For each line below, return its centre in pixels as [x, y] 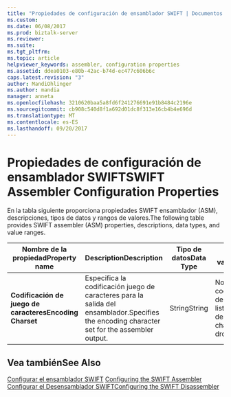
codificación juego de [120, 287]
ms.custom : [23, 20]
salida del [100, 304]
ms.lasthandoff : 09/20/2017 [47, 128]
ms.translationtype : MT [41, 115]
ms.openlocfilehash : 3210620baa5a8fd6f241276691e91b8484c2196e [100, 103]
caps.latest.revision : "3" [46, 77]
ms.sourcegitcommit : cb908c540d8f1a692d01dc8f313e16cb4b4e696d [100, 109]
